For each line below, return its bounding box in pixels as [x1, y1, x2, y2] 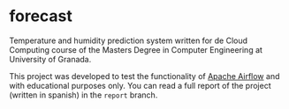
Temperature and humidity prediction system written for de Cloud [9, 35, 248, 46]
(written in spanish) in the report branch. [9, 90, 158, 100]
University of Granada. [9, 54, 92, 64]
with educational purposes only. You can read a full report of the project [9, 80, 271, 91]
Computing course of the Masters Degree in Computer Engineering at [9, 44, 263, 54]
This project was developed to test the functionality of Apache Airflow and [9, 70, 280, 81]
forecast [9, 6, 73, 26]
